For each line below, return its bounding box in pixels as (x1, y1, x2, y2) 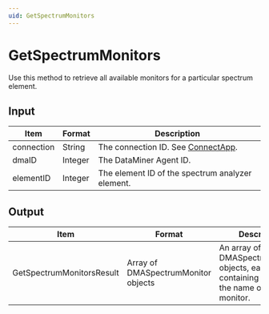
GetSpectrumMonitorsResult (12, 268, 119, 279)
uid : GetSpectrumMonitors (8, 11, 94, 20)
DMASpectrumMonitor (126, 268, 212, 279)
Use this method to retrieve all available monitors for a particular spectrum (8, 73, 254, 83)
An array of (219, 242, 262, 253)
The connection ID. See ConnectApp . (98, 142, 238, 153)
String (62, 142, 86, 153)
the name (219, 282, 255, 293)
